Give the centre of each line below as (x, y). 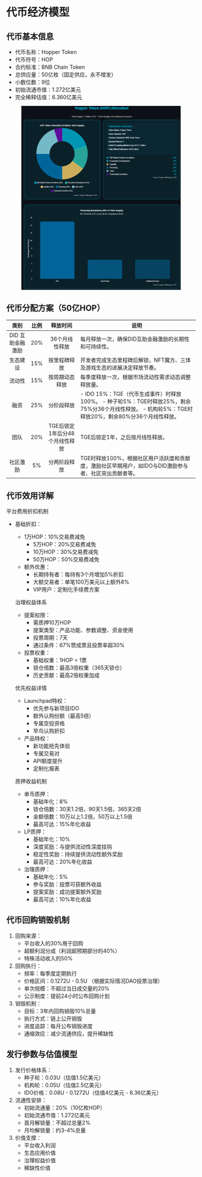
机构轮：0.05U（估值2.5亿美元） (64, 1085)
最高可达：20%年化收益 (63, 862)
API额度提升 (48, 761)
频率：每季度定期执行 (50, 973)
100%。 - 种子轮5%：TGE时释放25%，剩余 (136, 401)
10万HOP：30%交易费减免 (66, 552)
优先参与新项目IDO (56, 708)
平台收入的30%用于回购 (54, 943)
